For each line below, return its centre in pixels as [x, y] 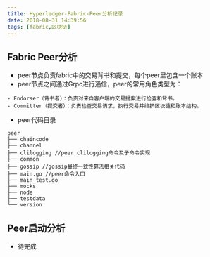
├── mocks [22, 187]
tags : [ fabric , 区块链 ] [39, 27]
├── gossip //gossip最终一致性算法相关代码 [66, 167]
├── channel [25, 146]
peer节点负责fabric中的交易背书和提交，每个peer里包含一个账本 [110, 75]
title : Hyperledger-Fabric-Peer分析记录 [65, 14]
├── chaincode [28, 140]
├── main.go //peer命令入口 [47, 174]
